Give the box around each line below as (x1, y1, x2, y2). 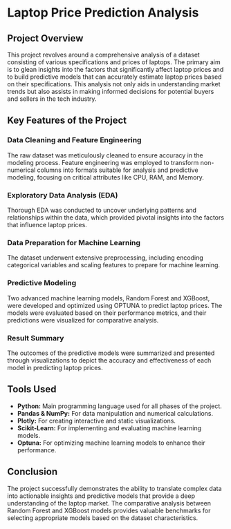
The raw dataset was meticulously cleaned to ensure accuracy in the (7, 151, 203, 160)
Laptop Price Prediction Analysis (7, 5, 199, 21)
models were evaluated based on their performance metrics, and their (7, 309, 207, 317)
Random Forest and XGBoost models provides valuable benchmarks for (7, 506, 211, 514)
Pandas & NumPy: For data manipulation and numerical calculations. (17, 409, 214, 417)
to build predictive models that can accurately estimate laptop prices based (7, 73, 222, 81)
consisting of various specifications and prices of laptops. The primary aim (7, 58, 221, 66)
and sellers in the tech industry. (7, 95, 97, 103)
